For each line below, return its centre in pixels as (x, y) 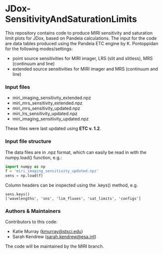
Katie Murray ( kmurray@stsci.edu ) (48, 232)
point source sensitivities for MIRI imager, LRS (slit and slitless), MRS (82, 58)
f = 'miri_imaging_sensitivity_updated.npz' (52, 171)
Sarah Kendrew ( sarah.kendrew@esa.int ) (54, 237)
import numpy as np (25, 167)
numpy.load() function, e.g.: (34, 157)
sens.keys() (17, 194)
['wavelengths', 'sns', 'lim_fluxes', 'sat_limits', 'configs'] (73, 199)
